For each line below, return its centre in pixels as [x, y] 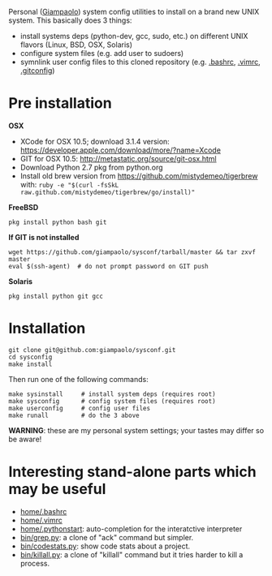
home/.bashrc [43, 511]
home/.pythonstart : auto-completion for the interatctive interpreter [131, 529]
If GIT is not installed [44, 237]
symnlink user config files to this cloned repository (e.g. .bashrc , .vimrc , [140, 62]
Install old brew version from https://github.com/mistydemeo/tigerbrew [139, 176]
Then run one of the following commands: [78, 379]
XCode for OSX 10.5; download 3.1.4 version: [95, 141]
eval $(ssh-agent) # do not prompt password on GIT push [108, 266]
